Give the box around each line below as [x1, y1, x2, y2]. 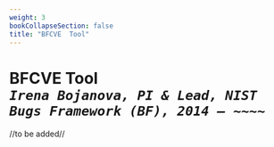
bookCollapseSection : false [9, 21, 114, 30]
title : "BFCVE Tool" [9, 29, 90, 38]
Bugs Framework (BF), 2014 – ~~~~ [9, 102, 266, 119]
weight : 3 [9, 12, 46, 22]
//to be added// [9, 128, 65, 139]
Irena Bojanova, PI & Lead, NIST [9, 86, 258, 103]
